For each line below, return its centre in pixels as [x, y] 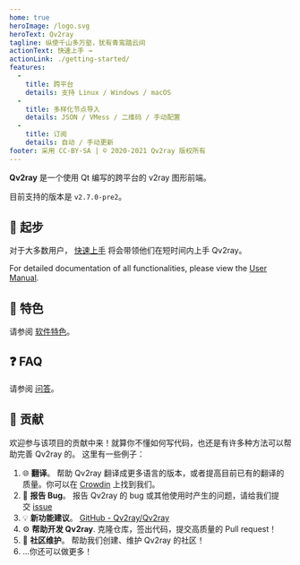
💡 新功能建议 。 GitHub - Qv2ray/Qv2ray [96, 518]
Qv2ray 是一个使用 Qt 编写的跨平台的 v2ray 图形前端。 [111, 177]
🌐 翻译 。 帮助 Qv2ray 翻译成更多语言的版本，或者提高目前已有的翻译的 [153, 473]
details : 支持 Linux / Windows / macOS [99, 92]
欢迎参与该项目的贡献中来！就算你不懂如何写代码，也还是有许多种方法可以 [146, 442]
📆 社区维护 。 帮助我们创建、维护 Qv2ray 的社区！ [113, 540]
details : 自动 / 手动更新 [69, 142]
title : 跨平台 [50, 84]
